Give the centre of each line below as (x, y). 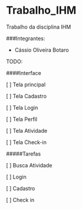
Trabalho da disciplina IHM (39, 27)
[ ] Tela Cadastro (27, 96)
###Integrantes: (26, 38)
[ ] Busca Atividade (29, 165)
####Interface (24, 73)
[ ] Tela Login (22, 107)
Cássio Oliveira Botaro (42, 50)
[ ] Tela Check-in (27, 142)
